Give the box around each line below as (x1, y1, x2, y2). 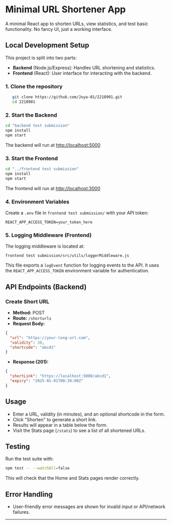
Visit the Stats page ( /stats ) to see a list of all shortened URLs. (12, 427, 146, 434)
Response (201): (12, 359, 49, 365)
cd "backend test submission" (5, 123, 70, 128)
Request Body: (12, 320, 45, 327)
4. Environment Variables (5, 198, 70, 205)
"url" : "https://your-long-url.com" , (10, 335, 91, 340)
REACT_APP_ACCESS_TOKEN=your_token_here (5, 219, 93, 224)
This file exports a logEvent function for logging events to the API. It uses (5, 262, 160, 268)
